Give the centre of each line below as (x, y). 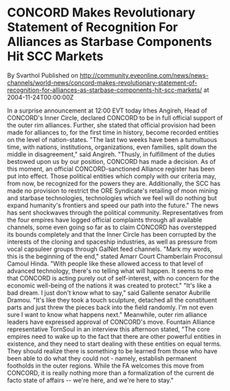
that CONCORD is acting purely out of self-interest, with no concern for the (113, 278)
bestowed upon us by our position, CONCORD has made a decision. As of (112, 161)
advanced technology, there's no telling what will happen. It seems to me (111, 271)
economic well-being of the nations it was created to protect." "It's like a (109, 285)
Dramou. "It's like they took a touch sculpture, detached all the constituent (112, 300)
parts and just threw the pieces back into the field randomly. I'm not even (111, 307)
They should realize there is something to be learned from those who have (112, 351)
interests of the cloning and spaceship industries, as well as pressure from (112, 241)
